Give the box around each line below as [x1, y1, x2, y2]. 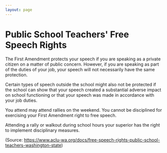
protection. [5, 72, 28, 78]
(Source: [5, 137, 23, 143]
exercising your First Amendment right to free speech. [5, 112, 116, 118]
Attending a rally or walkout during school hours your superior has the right [5, 122, 160, 128]
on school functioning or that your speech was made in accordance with [5, 92, 154, 98]
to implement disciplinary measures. [5, 127, 80, 133]
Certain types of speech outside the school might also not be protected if [5, 81, 156, 87]
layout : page [5, 7, 32, 12]
